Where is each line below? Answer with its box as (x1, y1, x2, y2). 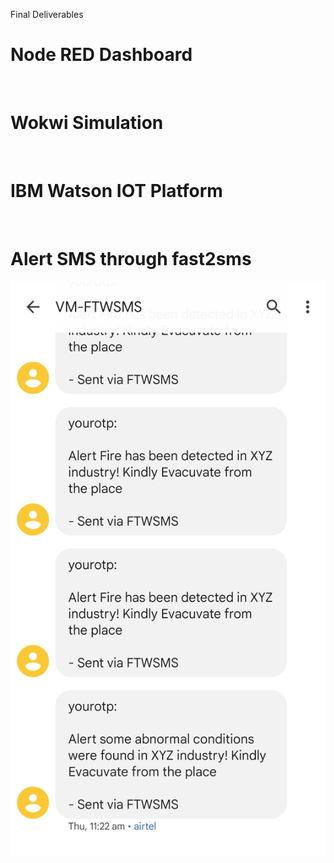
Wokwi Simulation (10, 112, 164, 134)
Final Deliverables (10, 9, 84, 20)
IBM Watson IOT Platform (10, 180, 223, 203)
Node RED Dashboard (10, 44, 193, 66)
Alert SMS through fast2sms (10, 248, 252, 270)
